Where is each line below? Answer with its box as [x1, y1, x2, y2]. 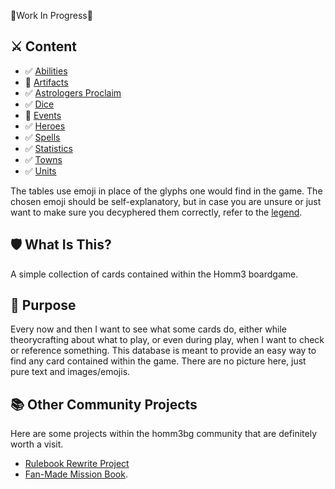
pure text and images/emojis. [10, 366, 131, 378]
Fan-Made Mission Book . [24, 468, 128, 480]
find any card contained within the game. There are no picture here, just [10, 355, 307, 367]
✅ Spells [24, 131, 61, 143]
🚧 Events [24, 109, 62, 121]
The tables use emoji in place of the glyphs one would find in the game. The [10, 185, 323, 197]
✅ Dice [24, 98, 55, 110]
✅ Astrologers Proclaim [24, 86, 122, 99]
